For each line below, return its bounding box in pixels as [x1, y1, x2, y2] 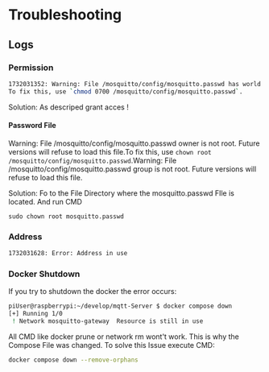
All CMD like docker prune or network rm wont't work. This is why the [8, 332, 239, 341]
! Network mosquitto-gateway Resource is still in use [11, 317, 204, 325]
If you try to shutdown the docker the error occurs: [8, 287, 177, 296]
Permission [8, 62, 54, 73]
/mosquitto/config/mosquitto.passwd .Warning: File [8, 155, 177, 165]
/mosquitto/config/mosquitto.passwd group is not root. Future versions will [8, 163, 257, 174]
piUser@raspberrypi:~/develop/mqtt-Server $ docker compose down [8, 302, 232, 311]
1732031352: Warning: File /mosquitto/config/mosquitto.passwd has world [8, 80, 262, 88]
